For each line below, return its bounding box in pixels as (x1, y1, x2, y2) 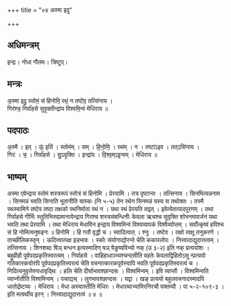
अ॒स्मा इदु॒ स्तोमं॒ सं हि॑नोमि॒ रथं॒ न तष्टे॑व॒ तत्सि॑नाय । (7, 96, 113, 105)
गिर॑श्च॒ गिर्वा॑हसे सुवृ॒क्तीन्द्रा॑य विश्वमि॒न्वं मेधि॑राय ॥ (7, 104, 108, 112)
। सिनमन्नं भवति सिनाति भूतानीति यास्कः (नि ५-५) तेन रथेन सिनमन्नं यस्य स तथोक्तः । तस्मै (7, 197, 204, 205)
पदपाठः (7, 125, 30, 136)
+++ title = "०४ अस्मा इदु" (7, 6, 72, 14)
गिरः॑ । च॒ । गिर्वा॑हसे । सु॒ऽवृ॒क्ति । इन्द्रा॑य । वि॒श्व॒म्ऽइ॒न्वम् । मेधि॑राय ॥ (7, 151, 157, 159)
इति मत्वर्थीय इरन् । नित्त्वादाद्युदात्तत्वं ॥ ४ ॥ (7, 290, 102, 298)
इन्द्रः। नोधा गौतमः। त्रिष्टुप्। (7, 58, 68, 66)
